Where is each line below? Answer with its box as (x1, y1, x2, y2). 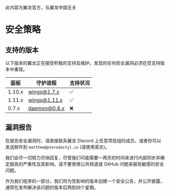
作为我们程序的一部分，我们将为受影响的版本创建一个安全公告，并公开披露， (5, 178, 165, 184)
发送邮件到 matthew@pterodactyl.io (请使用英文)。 (5, 143, 110, 150)
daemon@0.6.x (28, 105, 65, 112)
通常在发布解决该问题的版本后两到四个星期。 (5, 184, 99, 190)
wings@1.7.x (28, 88, 60, 95)
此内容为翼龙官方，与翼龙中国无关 (5, 5, 76, 10)
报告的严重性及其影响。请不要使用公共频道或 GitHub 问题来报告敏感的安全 (9, 161, 164, 167)
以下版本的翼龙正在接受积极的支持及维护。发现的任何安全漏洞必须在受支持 (5, 60, 160, 66)
